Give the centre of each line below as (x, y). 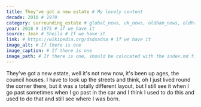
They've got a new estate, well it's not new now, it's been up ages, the (93, 73)
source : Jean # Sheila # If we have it (56, 34)
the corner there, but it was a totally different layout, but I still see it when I (98, 86)
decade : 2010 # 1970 (32, 17)
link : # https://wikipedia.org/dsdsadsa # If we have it (79, 39)
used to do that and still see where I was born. (63, 99)
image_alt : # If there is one (44, 45)
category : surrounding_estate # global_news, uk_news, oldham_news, (93, 23)
